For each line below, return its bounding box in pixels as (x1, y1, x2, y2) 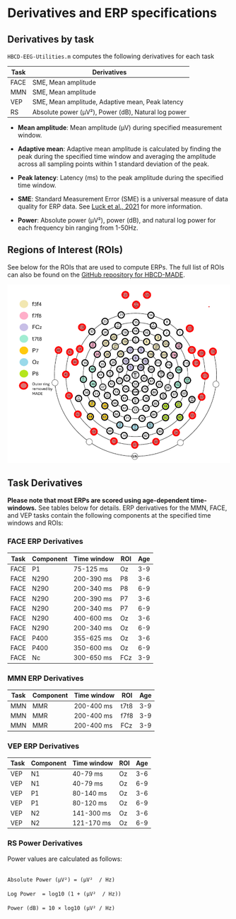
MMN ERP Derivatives (7, 673, 84, 683)
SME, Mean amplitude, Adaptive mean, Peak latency (32, 98, 184, 106)
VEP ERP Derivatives (7, 741, 80, 751)
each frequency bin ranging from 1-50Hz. (17, 223, 138, 232)
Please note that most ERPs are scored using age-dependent (7, 496, 189, 504)
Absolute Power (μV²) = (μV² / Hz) (7, 876, 115, 884)
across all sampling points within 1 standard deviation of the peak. (17, 160, 210, 168)
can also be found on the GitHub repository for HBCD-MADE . (7, 270, 185, 279)
